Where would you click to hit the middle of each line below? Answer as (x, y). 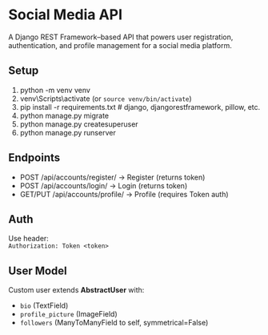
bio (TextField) (44, 305)
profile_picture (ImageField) (68, 314)
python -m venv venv (55, 90)
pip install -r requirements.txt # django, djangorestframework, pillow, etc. (140, 107)
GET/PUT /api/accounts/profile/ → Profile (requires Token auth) (124, 194)
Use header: (29, 239)
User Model (38, 270)
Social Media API (65, 15)
